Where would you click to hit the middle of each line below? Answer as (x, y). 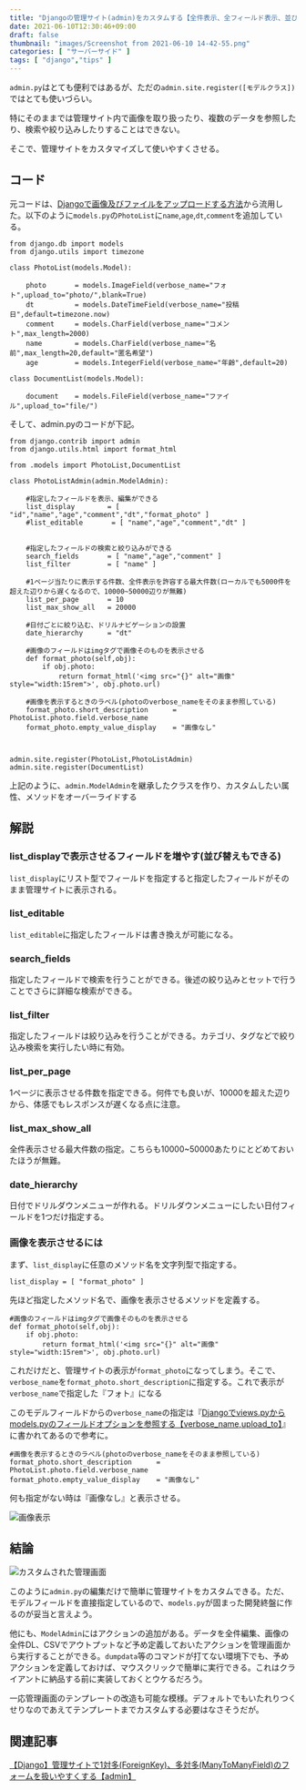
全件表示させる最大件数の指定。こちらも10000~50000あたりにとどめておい (152, 1149)
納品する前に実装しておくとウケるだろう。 (128, 1679)
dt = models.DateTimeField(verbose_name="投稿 (133, 305)
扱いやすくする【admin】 (88, 1776)
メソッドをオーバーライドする (81, 797)
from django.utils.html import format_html (93, 449)
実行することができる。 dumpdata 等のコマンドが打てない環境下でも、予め (153, 1656)
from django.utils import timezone (77, 251)
